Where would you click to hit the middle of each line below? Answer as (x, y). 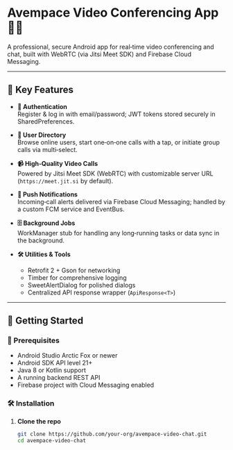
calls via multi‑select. (47, 149)
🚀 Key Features (41, 90)
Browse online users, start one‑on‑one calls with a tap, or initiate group (119, 142)
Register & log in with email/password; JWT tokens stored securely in (116, 114)
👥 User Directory (42, 135)
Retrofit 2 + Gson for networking (74, 270)
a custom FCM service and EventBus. (71, 209)
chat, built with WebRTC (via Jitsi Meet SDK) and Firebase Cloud (100, 54)
